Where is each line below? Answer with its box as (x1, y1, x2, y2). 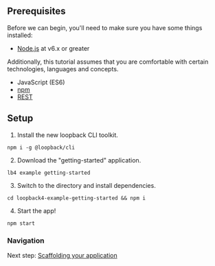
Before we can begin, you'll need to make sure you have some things (7, 23, 203, 32)
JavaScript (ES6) (16, 78, 65, 86)
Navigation (7, 236, 45, 245)
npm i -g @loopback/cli (7, 144, 76, 151)
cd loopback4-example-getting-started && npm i (7, 195, 146, 202)
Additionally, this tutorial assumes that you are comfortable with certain (7, 58, 209, 66)
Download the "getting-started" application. (16, 156, 142, 164)
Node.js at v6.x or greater (16, 44, 90, 52)
